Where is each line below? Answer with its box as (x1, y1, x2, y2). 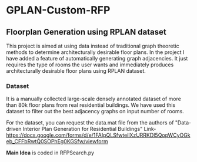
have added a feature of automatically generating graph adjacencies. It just (6, 55, 188, 62)
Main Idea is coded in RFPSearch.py (6, 149, 95, 156)
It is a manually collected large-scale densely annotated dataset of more (6, 95, 181, 103)
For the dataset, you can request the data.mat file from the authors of (6, 119, 174, 126)
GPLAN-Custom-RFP (6, 4, 111, 17)
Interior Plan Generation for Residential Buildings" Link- (22, 126, 156, 133)
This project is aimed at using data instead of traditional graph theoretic (6, 42, 179, 49)
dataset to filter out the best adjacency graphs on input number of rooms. (6, 108, 184, 115)
